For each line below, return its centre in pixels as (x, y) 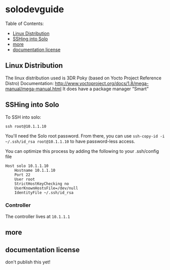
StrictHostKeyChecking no (42, 184)
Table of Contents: (25, 23)
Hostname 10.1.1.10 (35, 170)
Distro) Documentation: (30, 83)
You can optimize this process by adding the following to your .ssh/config (82, 151)
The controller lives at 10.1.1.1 (38, 216)
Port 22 (22, 175)
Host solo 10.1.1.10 (27, 166)
